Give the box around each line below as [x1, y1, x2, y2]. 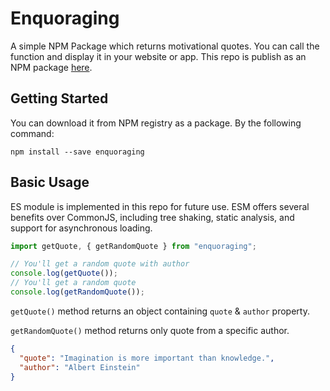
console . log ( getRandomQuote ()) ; [10, 287, 145, 297]
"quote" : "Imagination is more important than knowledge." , [19, 353, 275, 363]
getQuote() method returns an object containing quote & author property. [10, 305, 310, 317]
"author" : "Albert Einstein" [19, 362, 141, 372]
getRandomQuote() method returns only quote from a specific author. [10, 324, 290, 336]
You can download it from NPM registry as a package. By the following [10, 117, 302, 129]
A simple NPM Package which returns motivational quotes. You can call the [10, 40, 320, 52]
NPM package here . [10, 61, 93, 73]
